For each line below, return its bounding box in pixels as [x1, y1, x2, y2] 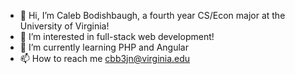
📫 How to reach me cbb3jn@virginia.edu [19, 53, 191, 64]
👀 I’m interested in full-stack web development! [19, 31, 215, 42]
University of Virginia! [19, 20, 110, 32]
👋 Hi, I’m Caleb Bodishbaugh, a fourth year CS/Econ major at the [19, 10, 286, 21]
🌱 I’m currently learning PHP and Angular [19, 41, 190, 53]
